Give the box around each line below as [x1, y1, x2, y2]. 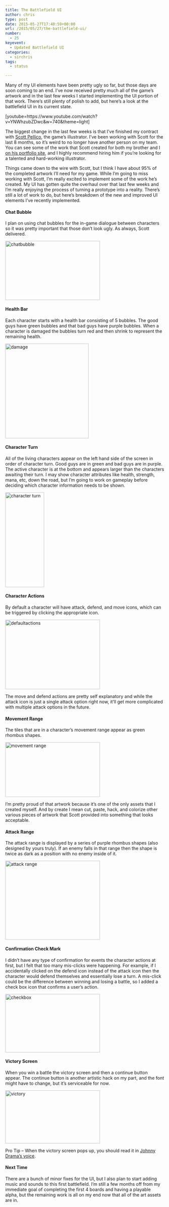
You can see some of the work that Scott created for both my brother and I [5, 145, 160, 151]
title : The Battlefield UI [5, 7, 62, 13]
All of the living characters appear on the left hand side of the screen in [5, 455, 153, 461]
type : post [5, 17, 28, 22]
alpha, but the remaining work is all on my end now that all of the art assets [5, 1191, 161, 1198]
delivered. [5, 231, 26, 237]
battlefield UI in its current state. [5, 104, 72, 110]
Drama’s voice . [5, 1153, 36, 1159]
